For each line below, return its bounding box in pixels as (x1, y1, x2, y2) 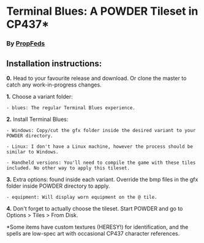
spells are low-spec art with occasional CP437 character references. (6, 229, 180, 237)
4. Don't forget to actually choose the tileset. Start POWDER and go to (6, 204, 183, 212)
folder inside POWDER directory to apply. (6, 182, 110, 190)
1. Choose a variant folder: (6, 93, 73, 100)
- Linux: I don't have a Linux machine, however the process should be (6, 143, 193, 150)
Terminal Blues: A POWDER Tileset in (6, 4, 198, 18)
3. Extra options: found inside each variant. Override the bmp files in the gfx (6, 175, 198, 183)
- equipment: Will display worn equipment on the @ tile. (6, 194, 157, 200)
